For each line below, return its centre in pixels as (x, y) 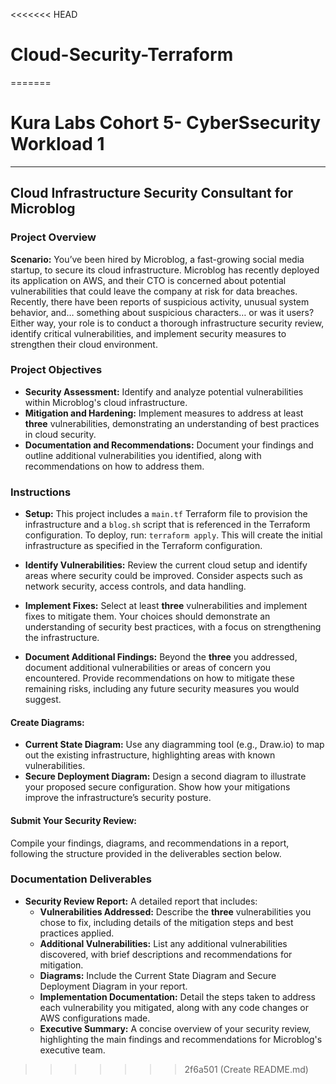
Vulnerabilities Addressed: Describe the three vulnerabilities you (175, 911)
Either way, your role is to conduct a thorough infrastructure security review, (167, 323)
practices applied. (77, 933)
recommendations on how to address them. (114, 466)
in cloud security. (60, 434)
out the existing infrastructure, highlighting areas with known (150, 755)
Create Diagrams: (47, 722)
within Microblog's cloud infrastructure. (106, 402)
